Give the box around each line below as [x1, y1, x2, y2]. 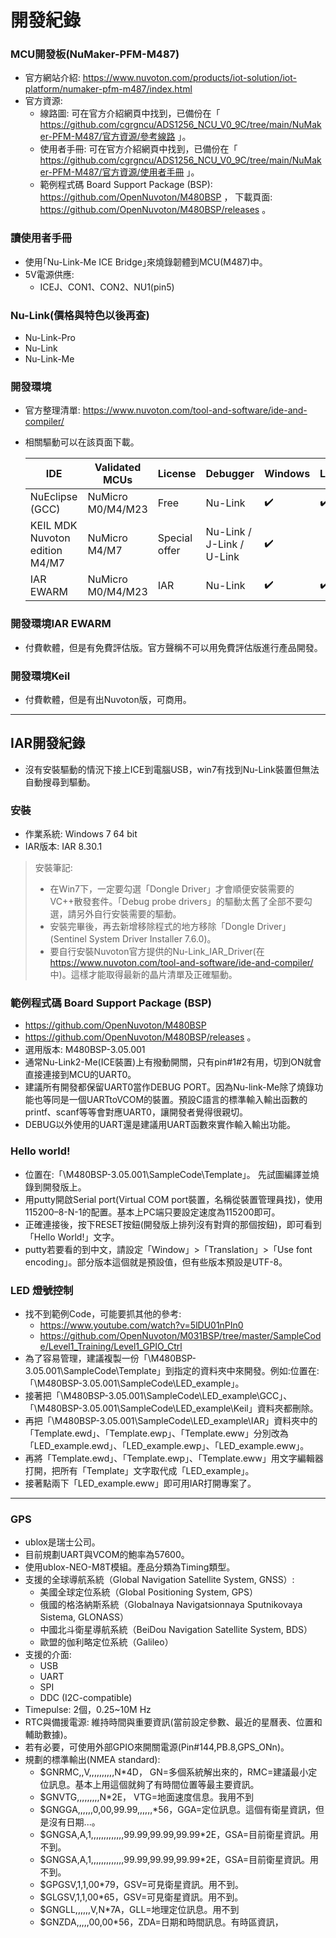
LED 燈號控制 [10, 1283, 74, 1297]
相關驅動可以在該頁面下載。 [24, 436, 140, 448]
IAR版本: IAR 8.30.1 [24, 841, 103, 853]
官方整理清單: [24, 404, 81, 416]
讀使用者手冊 [10, 231, 73, 245]
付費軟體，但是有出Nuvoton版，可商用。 [24, 693, 192, 705]
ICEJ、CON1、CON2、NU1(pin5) [39, 281, 175, 293]
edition [29, 544, 63, 558]
